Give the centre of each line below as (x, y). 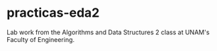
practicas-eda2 (53, 13)
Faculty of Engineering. (41, 39)
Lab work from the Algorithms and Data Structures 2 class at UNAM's (108, 32)
